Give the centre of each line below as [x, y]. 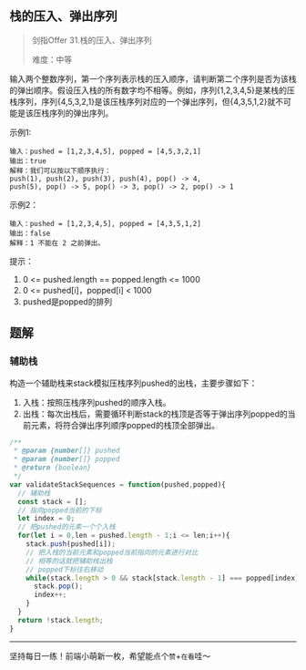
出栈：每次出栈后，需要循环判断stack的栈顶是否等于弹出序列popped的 [155, 414]
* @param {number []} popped [66, 459]
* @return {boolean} [52, 468]
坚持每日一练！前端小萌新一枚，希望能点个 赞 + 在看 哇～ [110, 655]
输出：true [28, 161]
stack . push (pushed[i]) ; [71, 544]
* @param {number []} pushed [66, 451]
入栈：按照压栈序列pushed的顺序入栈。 [97, 402]
